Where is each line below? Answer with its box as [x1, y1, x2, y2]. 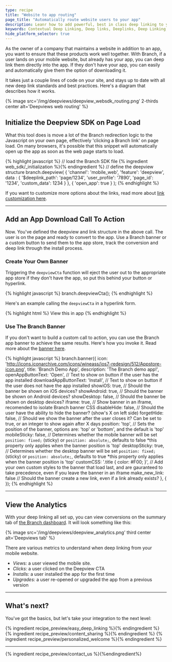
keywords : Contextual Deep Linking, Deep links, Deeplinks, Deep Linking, [5, 27, 168, 32]
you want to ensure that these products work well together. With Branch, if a [5, 51, 166, 57]
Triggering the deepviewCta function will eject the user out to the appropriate [5, 269, 166, 275]
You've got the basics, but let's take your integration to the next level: [5, 615, 152, 621]
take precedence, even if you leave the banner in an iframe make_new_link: [5, 470, 164, 476]
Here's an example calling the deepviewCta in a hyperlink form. [5, 300, 137, 306]
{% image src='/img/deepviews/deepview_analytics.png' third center [5, 529, 152, 536]
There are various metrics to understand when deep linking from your [5, 545, 153, 551]
